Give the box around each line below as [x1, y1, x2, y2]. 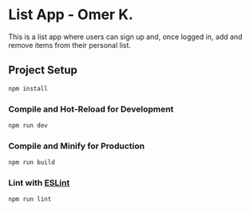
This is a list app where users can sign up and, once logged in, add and [8, 32, 243, 41]
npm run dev [8, 121, 48, 129]
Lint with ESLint [8, 177, 70, 188]
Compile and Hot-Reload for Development [8, 104, 174, 115]
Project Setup [8, 64, 78, 77]
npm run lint [8, 195, 52, 204]
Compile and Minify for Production [8, 140, 145, 151]
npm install [8, 84, 48, 92]
